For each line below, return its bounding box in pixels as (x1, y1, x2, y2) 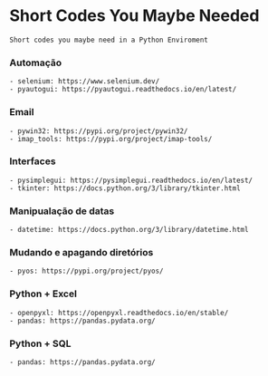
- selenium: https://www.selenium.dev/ (9, 77, 160, 86)
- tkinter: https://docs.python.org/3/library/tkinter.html (9, 183, 242, 193)
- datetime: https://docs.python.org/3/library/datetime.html (9, 226, 249, 235)
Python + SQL (9, 337, 72, 350)
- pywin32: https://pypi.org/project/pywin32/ (9, 126, 188, 136)
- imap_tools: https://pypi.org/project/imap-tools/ (9, 134, 213, 143)
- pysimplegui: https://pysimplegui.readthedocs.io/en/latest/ (9, 176, 254, 185)
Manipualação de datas (9, 205, 115, 217)
